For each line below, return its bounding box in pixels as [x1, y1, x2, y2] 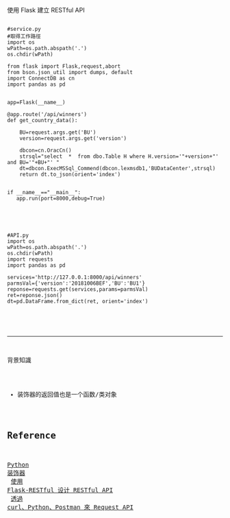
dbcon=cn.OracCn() [19, 147, 72, 154]
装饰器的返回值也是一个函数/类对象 [16, 390, 118, 398]
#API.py [7, 232, 29, 239]
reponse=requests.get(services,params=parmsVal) [7, 286, 149, 293]
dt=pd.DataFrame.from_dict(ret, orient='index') [7, 298, 149, 305]
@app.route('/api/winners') [7, 111, 88, 118]
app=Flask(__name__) [7, 99, 66, 106]
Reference [7, 430, 56, 441]
